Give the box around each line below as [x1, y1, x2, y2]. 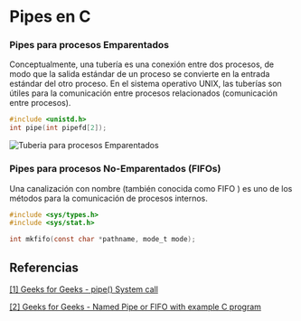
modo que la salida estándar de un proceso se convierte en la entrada [9, 69, 270, 80]
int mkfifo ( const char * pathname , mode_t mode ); [9, 235, 196, 244]
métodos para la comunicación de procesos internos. [9, 193, 208, 203]
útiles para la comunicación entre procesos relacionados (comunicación [9, 88, 278, 99]
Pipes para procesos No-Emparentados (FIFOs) [9, 163, 221, 175]
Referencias [9, 260, 80, 275]
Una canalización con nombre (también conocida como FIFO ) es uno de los [9, 183, 293, 194]
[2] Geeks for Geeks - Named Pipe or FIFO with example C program [9, 301, 262, 312]
